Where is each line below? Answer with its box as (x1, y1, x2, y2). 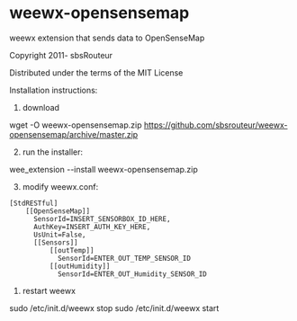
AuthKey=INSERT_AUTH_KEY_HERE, (32, 222, 151, 231)
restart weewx (22, 285, 76, 296)
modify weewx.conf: (22, 181, 99, 192)
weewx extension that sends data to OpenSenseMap (9, 32, 205, 43)
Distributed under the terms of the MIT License (9, 67, 184, 78)
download (22, 102, 60, 112)
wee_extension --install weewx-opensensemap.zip (9, 164, 198, 174)
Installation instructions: (9, 85, 98, 95)
